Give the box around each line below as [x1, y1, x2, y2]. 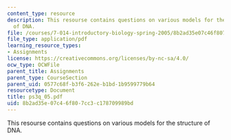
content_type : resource [7, 10, 76, 17]
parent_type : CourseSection [7, 74, 88, 81]
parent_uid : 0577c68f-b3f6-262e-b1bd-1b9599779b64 [7, 81, 155, 88]
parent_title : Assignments [7, 68, 85, 74]
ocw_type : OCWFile [7, 61, 60, 68]
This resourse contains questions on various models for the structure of [7, 119, 211, 127]
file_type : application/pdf [7, 36, 88, 43]
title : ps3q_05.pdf [7, 94, 63, 101]
